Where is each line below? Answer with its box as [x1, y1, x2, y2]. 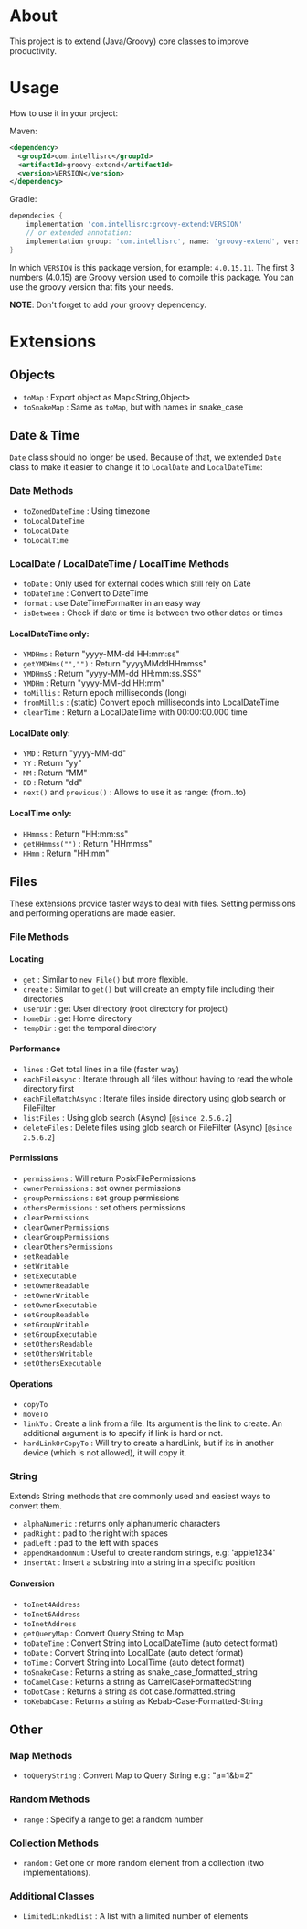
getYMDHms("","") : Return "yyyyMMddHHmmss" [22, 658, 207, 669]
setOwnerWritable [22, 1291, 90, 1300]
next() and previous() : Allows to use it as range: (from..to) [22, 787, 247, 798]
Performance [9, 1043, 61, 1054]
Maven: [9, 125, 38, 136]
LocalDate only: [9, 728, 71, 739]
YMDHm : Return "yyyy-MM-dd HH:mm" [22, 677, 165, 688]
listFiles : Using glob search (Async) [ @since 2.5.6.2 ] [22, 1112, 233, 1123]
